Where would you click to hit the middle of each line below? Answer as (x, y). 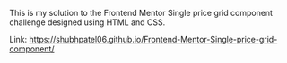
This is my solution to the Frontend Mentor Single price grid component (141, 13)
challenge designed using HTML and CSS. (87, 22)
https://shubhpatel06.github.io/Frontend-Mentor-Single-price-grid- (153, 39)
